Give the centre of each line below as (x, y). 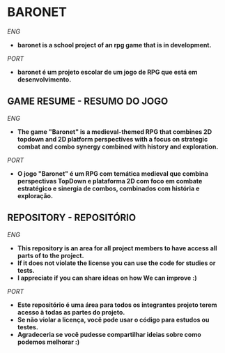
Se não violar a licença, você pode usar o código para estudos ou (113, 320)
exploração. (35, 195)
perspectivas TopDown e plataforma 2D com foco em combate (110, 181)
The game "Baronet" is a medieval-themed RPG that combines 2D (115, 132)
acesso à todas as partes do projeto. (71, 312)
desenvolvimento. (44, 79)
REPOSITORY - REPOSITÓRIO (72, 218)
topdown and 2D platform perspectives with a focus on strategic (113, 139)
